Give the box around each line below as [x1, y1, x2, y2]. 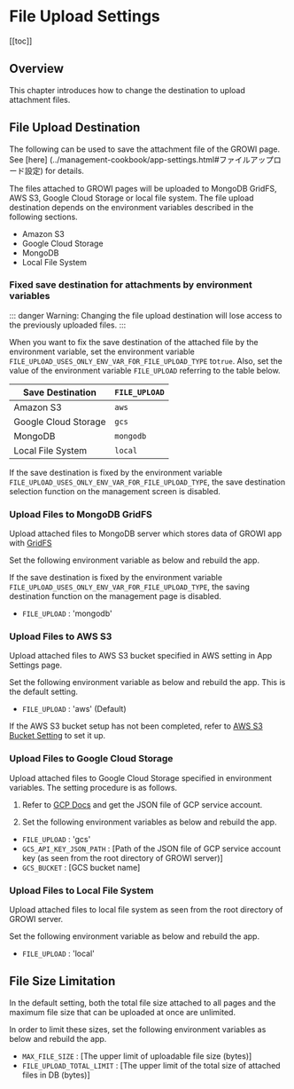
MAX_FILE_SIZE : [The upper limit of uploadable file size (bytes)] [21, 1050, 252, 1061]
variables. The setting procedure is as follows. [9, 782, 178, 793]
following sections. [9, 211, 78, 222]
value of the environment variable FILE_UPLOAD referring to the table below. [9, 365, 281, 375]
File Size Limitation [9, 974, 116, 989]
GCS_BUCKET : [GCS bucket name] [21, 862, 141, 872]
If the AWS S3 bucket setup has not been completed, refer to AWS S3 [9, 721, 263, 731]
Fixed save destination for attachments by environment [9, 279, 252, 291]
